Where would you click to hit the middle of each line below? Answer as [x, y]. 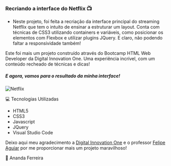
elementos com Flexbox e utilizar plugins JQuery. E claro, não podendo [88, 38]
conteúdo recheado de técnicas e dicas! [48, 64]
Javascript [24, 122]
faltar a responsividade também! [47, 44]
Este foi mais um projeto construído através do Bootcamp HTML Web [78, 53]
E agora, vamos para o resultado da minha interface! [63, 76]
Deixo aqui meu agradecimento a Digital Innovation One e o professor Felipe [86, 142]
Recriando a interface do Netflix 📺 [49, 8]
